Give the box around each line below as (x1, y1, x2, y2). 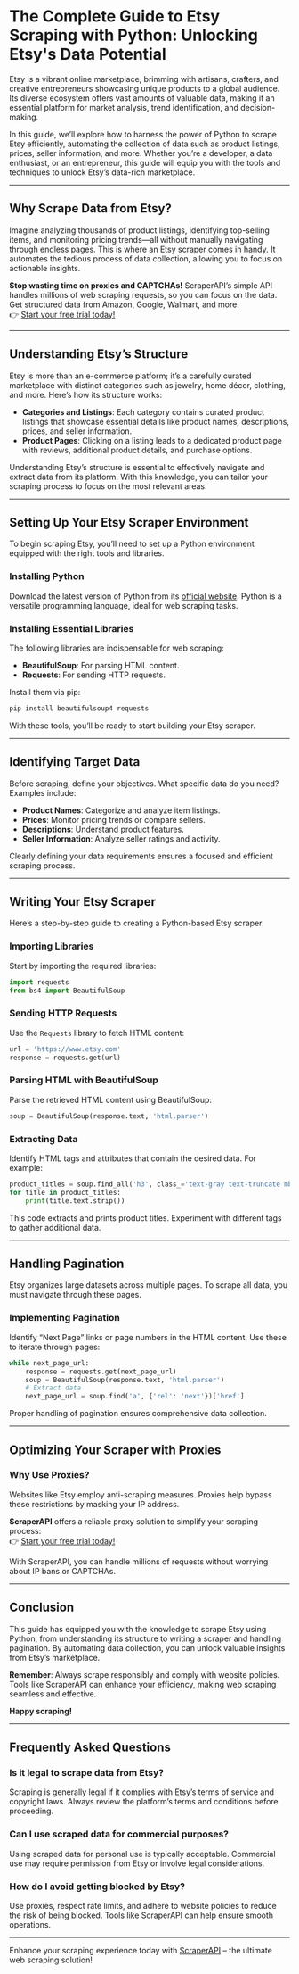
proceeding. (9, 1805, 54, 1817)
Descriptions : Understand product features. (21, 824, 184, 834)
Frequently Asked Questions (9, 1740, 172, 1755)
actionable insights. (9, 262, 81, 273)
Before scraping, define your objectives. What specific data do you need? (9, 778, 279, 789)
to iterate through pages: (9, 1341, 101, 1352)
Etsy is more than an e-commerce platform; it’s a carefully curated (9, 370, 252, 381)
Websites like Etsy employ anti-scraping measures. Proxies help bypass (9, 1489, 273, 1500)
